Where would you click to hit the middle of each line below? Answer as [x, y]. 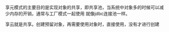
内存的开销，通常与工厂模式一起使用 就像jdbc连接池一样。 [70, 13]
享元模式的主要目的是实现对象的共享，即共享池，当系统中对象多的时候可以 [82, 7]
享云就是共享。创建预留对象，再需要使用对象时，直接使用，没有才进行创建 [82, 24]
